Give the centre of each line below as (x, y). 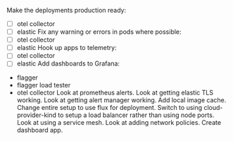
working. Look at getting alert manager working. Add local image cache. (121, 100)
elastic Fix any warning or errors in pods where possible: (99, 32)
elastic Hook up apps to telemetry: (67, 48)
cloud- (213, 108)
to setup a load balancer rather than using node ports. (136, 115)
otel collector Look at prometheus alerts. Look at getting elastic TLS (115, 93)
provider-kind (37, 115)
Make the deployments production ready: (67, 10)
